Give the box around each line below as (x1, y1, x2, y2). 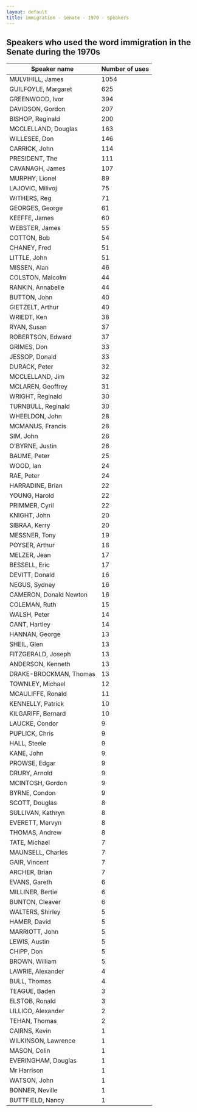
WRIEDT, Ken (9, 313, 47, 321)
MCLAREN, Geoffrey (9, 382, 68, 391)
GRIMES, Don (9, 343, 48, 351)
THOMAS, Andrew (9, 828, 62, 837)
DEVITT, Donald (9, 571, 55, 579)
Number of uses (101, 65, 150, 73)
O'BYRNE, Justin (9, 442, 57, 450)
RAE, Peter (9, 472, 40, 480)
